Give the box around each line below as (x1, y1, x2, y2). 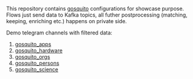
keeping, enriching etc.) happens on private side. (6, 18, 127, 24)
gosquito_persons (14, 59, 60, 67)
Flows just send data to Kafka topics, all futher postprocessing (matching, (6, 11, 188, 18)
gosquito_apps (14, 41, 52, 48)
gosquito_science (14, 66, 59, 73)
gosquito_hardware (14, 47, 63, 54)
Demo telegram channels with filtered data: (6, 29, 112, 36)
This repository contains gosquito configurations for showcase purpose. (6, 5, 184, 12)
